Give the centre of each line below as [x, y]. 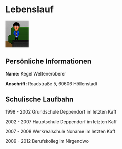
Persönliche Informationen [48, 62]
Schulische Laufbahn [39, 100]
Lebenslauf [30, 9]
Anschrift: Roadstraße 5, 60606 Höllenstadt [51, 83]
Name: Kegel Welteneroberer [36, 73]
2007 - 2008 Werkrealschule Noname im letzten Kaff [60, 131]
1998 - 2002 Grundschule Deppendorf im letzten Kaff [61, 111]
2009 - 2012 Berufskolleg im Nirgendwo [47, 141]
